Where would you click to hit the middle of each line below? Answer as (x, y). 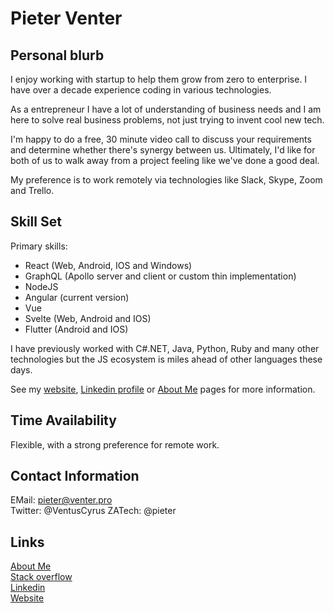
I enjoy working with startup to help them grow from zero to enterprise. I (159, 79)
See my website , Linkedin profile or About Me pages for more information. (163, 389)
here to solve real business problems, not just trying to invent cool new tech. (167, 120)
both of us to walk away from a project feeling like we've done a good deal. (165, 160)
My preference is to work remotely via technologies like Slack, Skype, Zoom (166, 180)
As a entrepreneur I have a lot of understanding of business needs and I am (166, 109)
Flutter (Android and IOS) (76, 329)
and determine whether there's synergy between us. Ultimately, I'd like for (163, 150)
